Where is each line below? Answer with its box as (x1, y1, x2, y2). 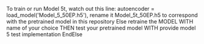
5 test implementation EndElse (6, 31, 82, 38)
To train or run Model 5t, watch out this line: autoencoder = (6, 5, 155, 12)
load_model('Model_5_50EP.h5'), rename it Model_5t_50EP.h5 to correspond (6, 11, 198, 19)
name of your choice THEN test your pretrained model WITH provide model (6, 24, 196, 31)
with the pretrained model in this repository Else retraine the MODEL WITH (6, 18, 194, 25)
